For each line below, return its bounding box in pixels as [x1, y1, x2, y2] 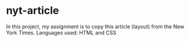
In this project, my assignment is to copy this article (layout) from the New [6, 23, 185, 30]
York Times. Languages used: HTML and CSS [6, 29, 117, 36]
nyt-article [6, 4, 59, 17]
